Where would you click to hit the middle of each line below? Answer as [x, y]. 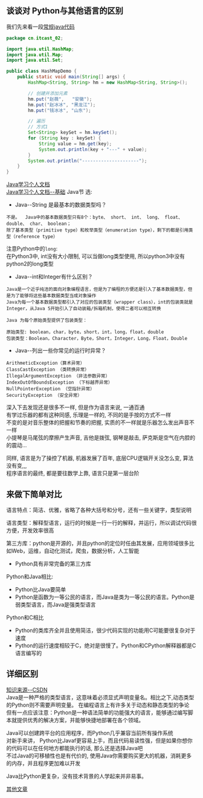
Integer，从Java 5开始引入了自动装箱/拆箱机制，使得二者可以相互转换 [84, 309]
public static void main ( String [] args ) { [71, 77]
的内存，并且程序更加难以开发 [43, 763]
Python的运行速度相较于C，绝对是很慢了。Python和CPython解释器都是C [105, 645]
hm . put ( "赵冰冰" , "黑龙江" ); [62, 105]
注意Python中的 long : [32, 249]
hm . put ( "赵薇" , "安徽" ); [60, 99]
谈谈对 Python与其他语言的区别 [65, 11]
